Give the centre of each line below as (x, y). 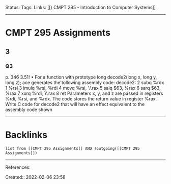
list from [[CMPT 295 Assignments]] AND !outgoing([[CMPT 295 (73, 148)
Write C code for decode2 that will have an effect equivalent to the (75, 104)
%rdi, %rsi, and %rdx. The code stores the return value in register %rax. (81, 98)
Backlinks (26, 135)
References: (18, 167)
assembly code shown (29, 110)
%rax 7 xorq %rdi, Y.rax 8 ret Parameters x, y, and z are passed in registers (84, 93)
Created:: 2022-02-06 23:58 (35, 177)
